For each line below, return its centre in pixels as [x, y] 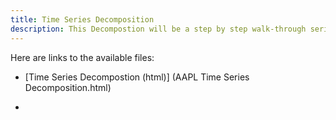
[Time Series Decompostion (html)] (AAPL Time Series [137, 77]
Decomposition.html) [68, 87]
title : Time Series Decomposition [82, 19]
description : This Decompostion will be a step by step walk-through [158, 29]
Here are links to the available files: [82, 57]
